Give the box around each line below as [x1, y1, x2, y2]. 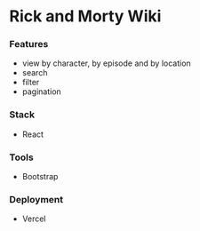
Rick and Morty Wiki [9, 6, 162, 27]
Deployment [9, 194, 64, 205]
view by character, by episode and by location [21, 58, 191, 68]
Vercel [21, 213, 46, 224]
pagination [21, 86, 62, 97]
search [21, 68, 48, 78]
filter [21, 77, 40, 88]
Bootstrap [21, 171, 59, 182]
